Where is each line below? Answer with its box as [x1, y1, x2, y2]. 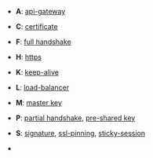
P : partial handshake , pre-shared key [15, 113, 136, 123]
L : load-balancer [15, 83, 70, 92]
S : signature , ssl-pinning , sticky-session [15, 129, 146, 138]
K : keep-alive [15, 68, 59, 77]
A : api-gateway [15, 7, 66, 16]
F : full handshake [15, 37, 72, 46]
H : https [15, 53, 42, 61]
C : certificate [15, 22, 58, 31]
